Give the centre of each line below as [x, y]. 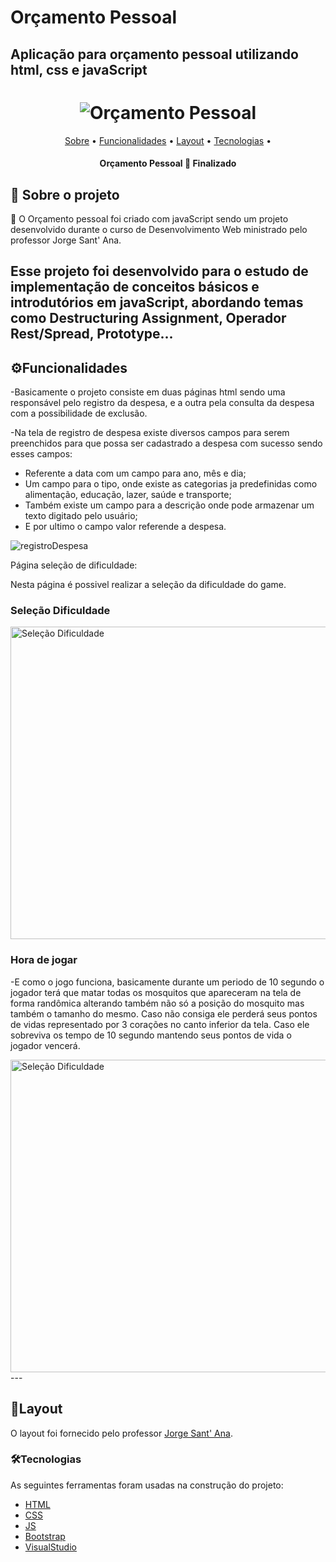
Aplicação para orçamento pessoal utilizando [154, 54]
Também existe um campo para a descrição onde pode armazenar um [169, 505]
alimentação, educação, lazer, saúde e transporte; [128, 495]
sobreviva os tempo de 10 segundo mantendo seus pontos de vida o [151, 1035]
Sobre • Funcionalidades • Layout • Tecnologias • [168, 140]
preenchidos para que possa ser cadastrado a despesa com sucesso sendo [166, 443]
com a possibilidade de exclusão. [79, 413]
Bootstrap [45, 1536]
